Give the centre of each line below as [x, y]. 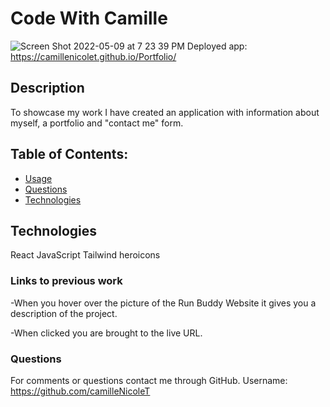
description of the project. [64, 313]
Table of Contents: [69, 154]
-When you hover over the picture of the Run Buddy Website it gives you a [163, 303]
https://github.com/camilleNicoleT [80, 391]
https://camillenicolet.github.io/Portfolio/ [93, 56]
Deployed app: [217, 46]
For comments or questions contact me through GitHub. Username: [149, 380]
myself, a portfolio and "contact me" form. [97, 123]
